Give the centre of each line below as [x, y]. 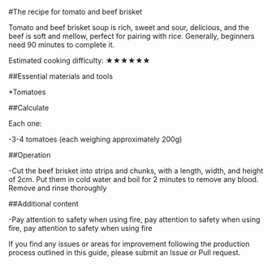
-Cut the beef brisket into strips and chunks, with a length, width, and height [136, 171]
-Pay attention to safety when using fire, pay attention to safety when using [134, 219]
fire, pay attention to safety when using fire [80, 228]
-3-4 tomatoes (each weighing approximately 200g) [95, 139]
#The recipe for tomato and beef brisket [76, 12]
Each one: [25, 124]
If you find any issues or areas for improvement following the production [129, 244]
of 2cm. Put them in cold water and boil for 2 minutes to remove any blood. [134, 179]
